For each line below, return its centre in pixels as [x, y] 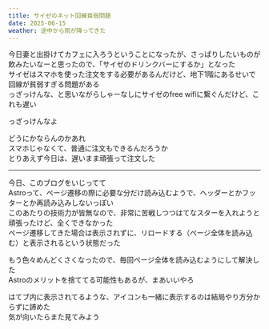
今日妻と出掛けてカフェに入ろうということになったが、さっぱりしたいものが [134, 54]
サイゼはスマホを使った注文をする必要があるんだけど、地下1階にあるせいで [132, 74]
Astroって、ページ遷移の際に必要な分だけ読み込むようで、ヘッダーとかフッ [132, 193]
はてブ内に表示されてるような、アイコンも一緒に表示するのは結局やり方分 [131, 297]
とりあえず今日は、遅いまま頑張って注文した [82, 158]
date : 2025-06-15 [37, 23]
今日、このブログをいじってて [57, 183]
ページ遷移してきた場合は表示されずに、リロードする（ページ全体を [120, 233]
